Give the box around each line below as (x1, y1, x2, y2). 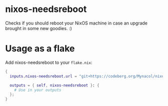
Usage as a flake (5, 43, 75, 54)
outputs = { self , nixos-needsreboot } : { (9, 82, 99, 88)
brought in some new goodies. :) (5, 25, 72, 31)
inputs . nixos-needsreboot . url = (9, 73, 77, 78)
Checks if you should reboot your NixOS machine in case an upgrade (5, 20, 148, 26)
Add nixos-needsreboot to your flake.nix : (5, 59, 92, 65)
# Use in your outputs (14, 87, 61, 92)
